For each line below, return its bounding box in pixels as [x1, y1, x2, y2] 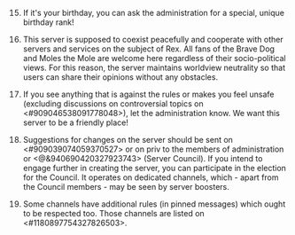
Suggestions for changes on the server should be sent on [22, 135, 234, 145]
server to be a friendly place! [22, 117, 129, 128]
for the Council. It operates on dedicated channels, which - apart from [22, 172, 279, 183]
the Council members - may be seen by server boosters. [22, 182, 229, 192]
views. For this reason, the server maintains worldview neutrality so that [22, 62, 286, 73]
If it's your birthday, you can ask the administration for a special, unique [22, 8, 284, 18]
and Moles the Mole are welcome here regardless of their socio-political [22, 53, 286, 63]
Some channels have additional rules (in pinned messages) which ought [22, 199, 286, 209]
